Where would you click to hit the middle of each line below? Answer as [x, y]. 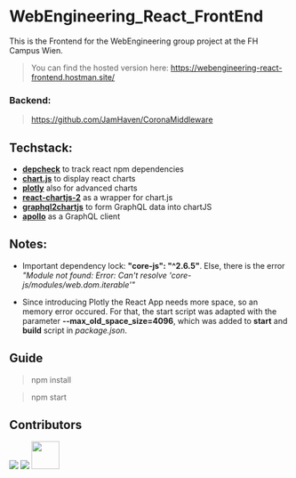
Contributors [46, 425]
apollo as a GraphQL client [71, 216]
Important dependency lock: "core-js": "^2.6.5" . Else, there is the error [153, 265]
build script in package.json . [74, 330]
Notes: [28, 244]
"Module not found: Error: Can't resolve [94, 275]
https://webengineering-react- [226, 68]
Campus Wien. [36, 50]
